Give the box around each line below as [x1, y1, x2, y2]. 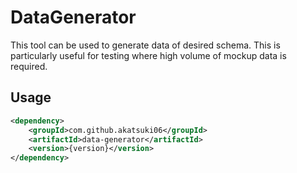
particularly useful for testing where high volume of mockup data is [10, 49, 287, 61]
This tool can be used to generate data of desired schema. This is [10, 39, 281, 51]
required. [10, 60, 48, 72]
